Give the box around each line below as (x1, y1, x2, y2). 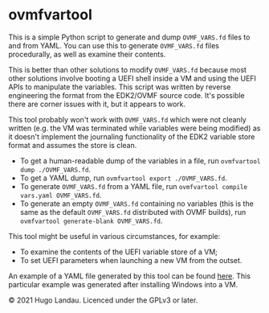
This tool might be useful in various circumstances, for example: (8, 231, 221, 241)
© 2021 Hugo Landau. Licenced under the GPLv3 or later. (8, 295, 198, 305)
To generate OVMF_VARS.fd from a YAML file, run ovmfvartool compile (19, 181, 247, 191)
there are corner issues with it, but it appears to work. (8, 99, 186, 109)
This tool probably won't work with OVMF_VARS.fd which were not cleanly (8, 114, 247, 124)
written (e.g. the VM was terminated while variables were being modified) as (8, 123, 261, 133)
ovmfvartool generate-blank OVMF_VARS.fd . (19, 216, 163, 225)
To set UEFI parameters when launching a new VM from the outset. (19, 255, 243, 265)
